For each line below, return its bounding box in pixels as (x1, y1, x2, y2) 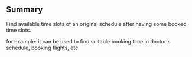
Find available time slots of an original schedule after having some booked (6, 20, 187, 27)
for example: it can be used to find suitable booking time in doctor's (6, 38, 171, 45)
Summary (6, 5, 43, 15)
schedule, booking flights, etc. (6, 44, 80, 51)
